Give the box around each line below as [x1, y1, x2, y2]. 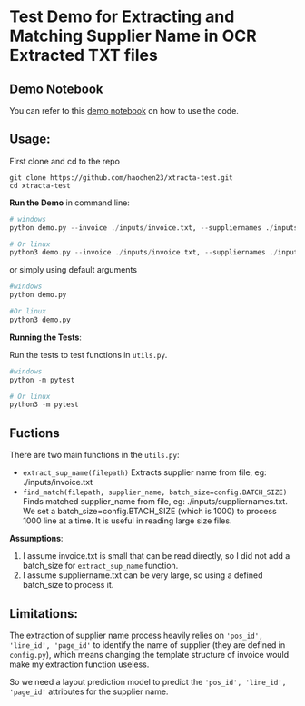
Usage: [9, 132, 52, 147]
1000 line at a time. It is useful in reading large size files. [22, 515, 232, 526]
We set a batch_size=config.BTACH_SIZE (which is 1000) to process [22, 506, 277, 517]
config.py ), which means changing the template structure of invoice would [9, 649, 290, 660]
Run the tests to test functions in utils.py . [9, 349, 168, 360]
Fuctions [9, 425, 61, 441]
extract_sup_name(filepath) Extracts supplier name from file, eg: [22, 467, 267, 478]
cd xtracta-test [9, 181, 71, 190]
